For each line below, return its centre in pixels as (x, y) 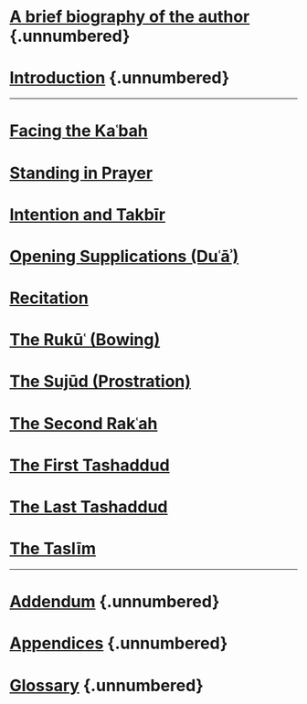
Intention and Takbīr (88, 214)
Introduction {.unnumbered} (120, 78)
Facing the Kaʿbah (79, 131)
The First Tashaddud (90, 465)
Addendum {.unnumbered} (115, 602)
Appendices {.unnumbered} (119, 643)
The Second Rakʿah (84, 423)
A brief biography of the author (130, 17)
